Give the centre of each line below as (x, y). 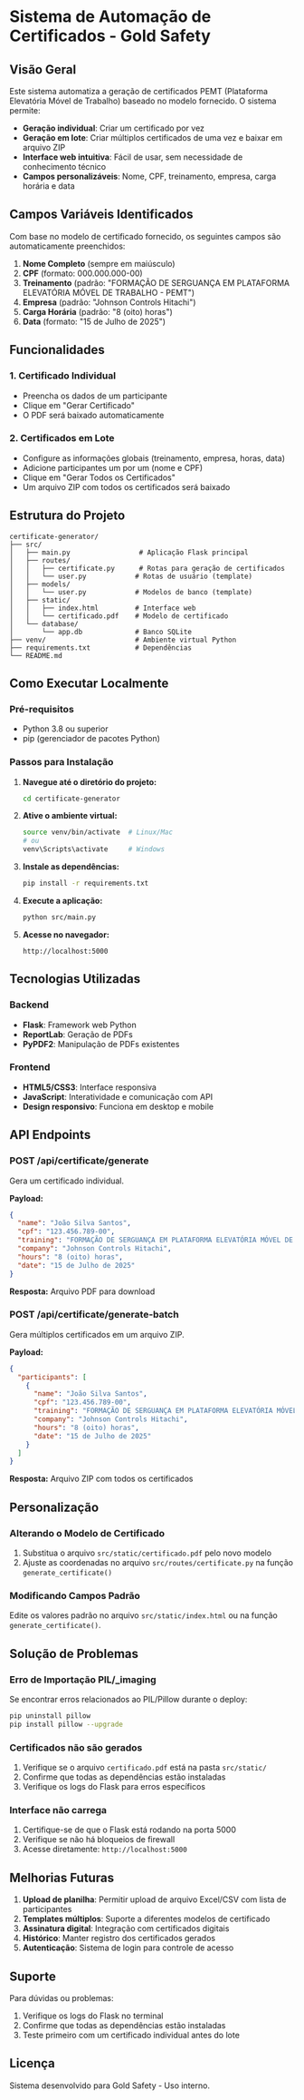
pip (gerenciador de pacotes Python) (91, 739)
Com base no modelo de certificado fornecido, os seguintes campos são (145, 236)
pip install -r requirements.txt (85, 883)
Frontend (30, 1067)
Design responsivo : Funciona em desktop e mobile (118, 1106)
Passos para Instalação (62, 762)
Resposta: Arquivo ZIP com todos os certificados (101, 1479)
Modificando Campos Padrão (75, 1595)
